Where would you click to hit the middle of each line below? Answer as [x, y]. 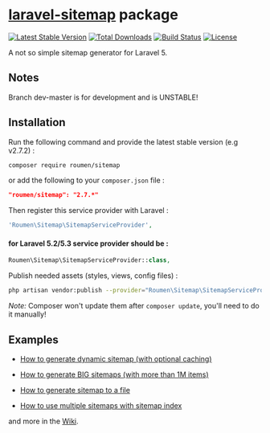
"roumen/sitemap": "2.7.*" [53, 195]
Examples [33, 339]
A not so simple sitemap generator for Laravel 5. [88, 52]
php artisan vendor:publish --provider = [77, 291]
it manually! [27, 314]
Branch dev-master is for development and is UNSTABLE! [103, 97]
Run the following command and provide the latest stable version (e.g [123, 141]
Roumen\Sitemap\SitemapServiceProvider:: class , [90, 260]
